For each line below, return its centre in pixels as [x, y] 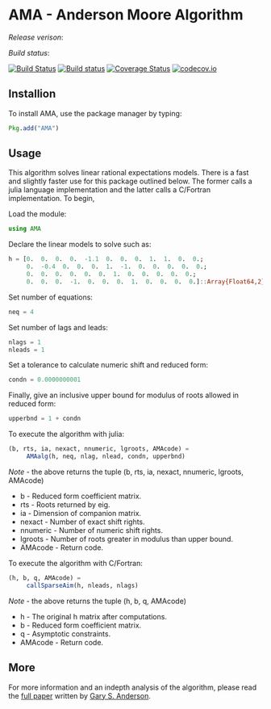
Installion [32, 94]
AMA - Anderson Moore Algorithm [126, 15]
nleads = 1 [27, 350]
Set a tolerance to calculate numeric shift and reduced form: [108, 365]
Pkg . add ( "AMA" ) [34, 128]
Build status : [29, 52]
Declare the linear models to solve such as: [80, 245]
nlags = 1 [25, 342]
